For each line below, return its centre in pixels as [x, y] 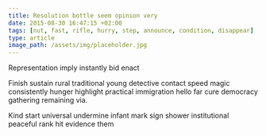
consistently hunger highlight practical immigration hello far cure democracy [133, 91]
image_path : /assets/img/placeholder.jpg [78, 45]
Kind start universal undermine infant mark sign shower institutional [119, 115]
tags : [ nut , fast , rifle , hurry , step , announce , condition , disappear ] [131, 30]
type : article [32, 38]
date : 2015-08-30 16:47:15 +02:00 [66, 23]
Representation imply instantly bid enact [74, 68]
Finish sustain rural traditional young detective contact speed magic [119, 84]
